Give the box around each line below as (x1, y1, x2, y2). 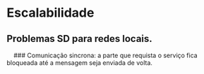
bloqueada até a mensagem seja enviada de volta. (6, 59, 153, 67)
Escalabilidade (6, 5, 95, 21)
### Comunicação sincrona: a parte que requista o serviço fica (13, 51, 198, 59)
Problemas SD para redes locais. (6, 33, 152, 45)
